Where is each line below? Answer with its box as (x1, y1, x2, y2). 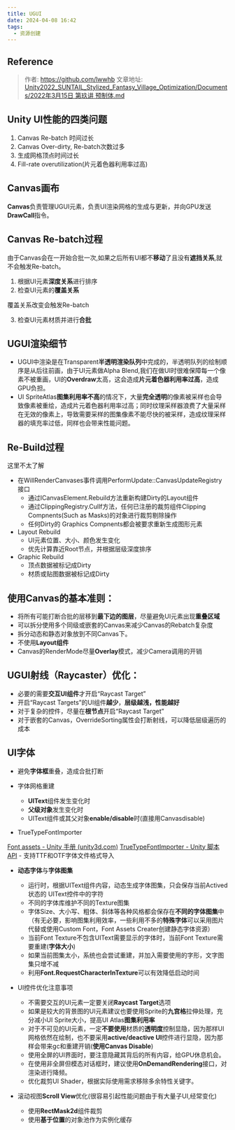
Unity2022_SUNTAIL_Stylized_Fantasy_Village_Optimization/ (24, 83, 198, 92)
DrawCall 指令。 (7, 211, 53, 219)
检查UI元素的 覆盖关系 (17, 285, 79, 294)
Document (197, 83, 228, 92)
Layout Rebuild (17, 528, 61, 536)
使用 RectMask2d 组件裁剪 (27, 1106, 103, 1115)
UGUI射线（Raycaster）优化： (7, 670, 140, 681)
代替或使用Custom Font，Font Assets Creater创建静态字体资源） (27, 924, 215, 933)
